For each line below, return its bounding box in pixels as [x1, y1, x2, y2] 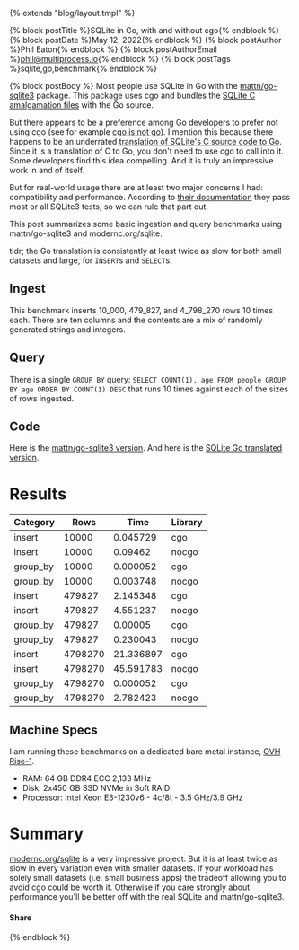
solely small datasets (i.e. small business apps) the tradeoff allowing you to [9, 873, 287, 884]
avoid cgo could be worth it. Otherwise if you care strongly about [9, 882, 251, 893]
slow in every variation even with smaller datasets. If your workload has [9, 863, 274, 874]
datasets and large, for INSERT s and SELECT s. [9, 255, 172, 266]
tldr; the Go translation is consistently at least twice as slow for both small [9, 246, 282, 256]
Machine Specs [9, 722, 99, 737]
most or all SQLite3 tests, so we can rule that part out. [9, 201, 209, 212]
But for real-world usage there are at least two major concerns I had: [9, 182, 263, 192]
